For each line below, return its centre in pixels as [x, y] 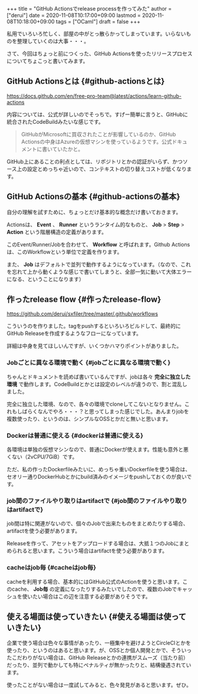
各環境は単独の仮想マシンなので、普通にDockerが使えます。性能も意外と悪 [98, 449]
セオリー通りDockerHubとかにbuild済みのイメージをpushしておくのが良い [97, 477]
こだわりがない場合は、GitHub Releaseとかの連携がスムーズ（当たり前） [100, 658]
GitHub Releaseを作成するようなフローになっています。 [74, 333]
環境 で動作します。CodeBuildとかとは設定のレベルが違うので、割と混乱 [95, 384]
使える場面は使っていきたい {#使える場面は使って [97, 617]
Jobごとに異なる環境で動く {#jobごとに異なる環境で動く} [89, 363]
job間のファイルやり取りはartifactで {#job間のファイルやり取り [97, 501]
